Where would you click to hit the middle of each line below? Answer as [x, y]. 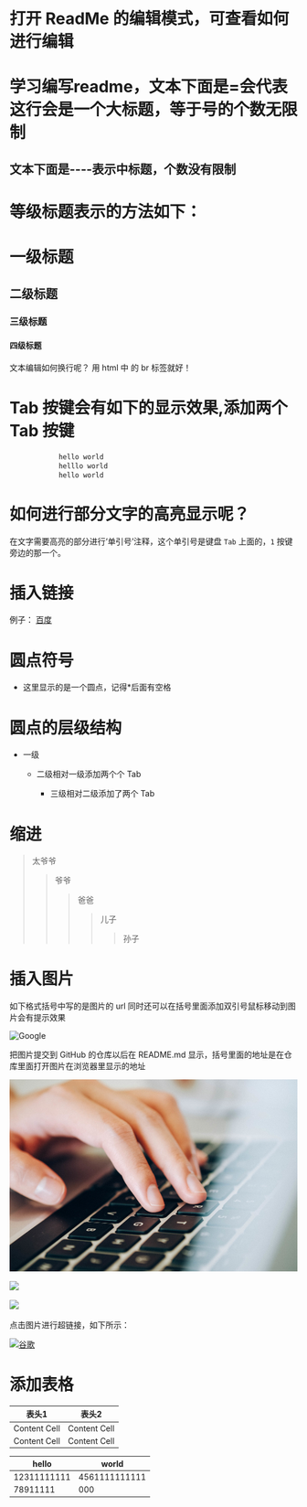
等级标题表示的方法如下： [106, 212]
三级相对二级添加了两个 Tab [102, 794]
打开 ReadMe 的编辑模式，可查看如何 [149, 19]
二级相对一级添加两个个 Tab [89, 775]
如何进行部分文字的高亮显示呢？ [130, 514]
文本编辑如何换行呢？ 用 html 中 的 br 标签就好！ [101, 368]
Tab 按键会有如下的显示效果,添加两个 [148, 407]
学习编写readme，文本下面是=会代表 [148, 87]
